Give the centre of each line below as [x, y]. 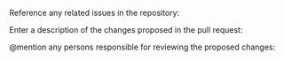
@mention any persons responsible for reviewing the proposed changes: [142, 47]
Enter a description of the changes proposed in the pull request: [126, 30]
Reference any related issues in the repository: [95, 13]
